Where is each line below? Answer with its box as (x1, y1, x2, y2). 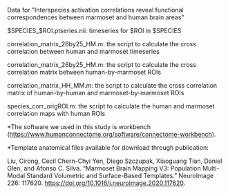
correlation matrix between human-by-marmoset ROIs (7, 68, 161, 76)
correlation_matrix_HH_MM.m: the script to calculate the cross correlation (7, 81, 218, 89)
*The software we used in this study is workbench (7, 123, 151, 130)
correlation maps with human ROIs (7, 110, 106, 117)
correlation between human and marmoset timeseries (7, 48, 160, 55)
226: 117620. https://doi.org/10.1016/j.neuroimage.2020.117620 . (7, 179, 186, 187)
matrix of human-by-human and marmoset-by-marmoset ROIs (7, 89, 184, 97)
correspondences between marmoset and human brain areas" (7, 13, 184, 21)
